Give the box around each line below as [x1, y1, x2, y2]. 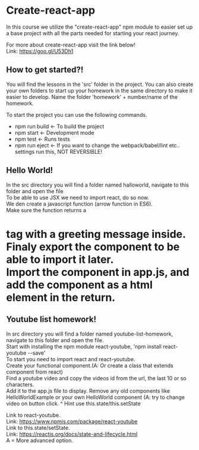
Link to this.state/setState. [6, 424, 70, 431]
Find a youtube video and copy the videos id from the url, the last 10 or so [6, 374, 187, 381]
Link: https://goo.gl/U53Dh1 [6, 47, 74, 54]
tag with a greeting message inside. [6, 227, 186, 241]
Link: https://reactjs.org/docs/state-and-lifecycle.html [6, 430, 138, 437]
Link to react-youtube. [6, 411, 61, 418]
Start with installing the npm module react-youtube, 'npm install [6, 343, 162, 350]
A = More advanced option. [6, 436, 73, 444]
